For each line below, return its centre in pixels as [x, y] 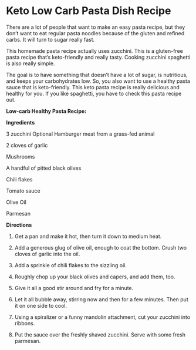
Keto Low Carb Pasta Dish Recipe [89, 11]
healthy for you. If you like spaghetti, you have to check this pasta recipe [94, 93]
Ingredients [21, 122]
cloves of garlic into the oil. [47, 254]
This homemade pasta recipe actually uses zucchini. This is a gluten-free [94, 51]
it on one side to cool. [41, 305]
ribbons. [25, 323]
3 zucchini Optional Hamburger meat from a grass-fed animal [80, 134]
